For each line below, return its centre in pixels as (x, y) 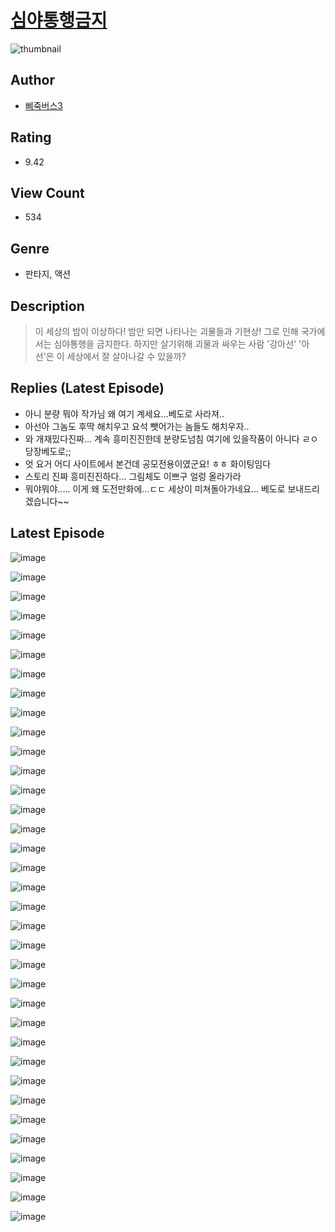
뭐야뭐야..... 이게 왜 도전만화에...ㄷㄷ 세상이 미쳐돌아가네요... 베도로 (155, 488)
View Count (47, 192)
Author (32, 80)
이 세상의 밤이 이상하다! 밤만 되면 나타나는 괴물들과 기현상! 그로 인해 (166, 331)
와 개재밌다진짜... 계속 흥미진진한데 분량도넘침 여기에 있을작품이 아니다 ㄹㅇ (171, 438)
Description (47, 306)
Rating (31, 137)
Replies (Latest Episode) (87, 388)
